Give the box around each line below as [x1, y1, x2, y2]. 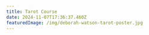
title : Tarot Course [6, 8, 58, 15]
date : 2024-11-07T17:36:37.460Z [6, 14, 87, 20]
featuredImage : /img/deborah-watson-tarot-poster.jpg [6, 20, 144, 26]
